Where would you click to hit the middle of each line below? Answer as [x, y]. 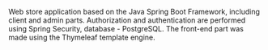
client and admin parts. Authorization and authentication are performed [127, 20]
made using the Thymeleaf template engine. [82, 37]
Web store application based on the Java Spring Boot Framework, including [134, 12]
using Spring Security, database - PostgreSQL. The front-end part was [126, 29]
